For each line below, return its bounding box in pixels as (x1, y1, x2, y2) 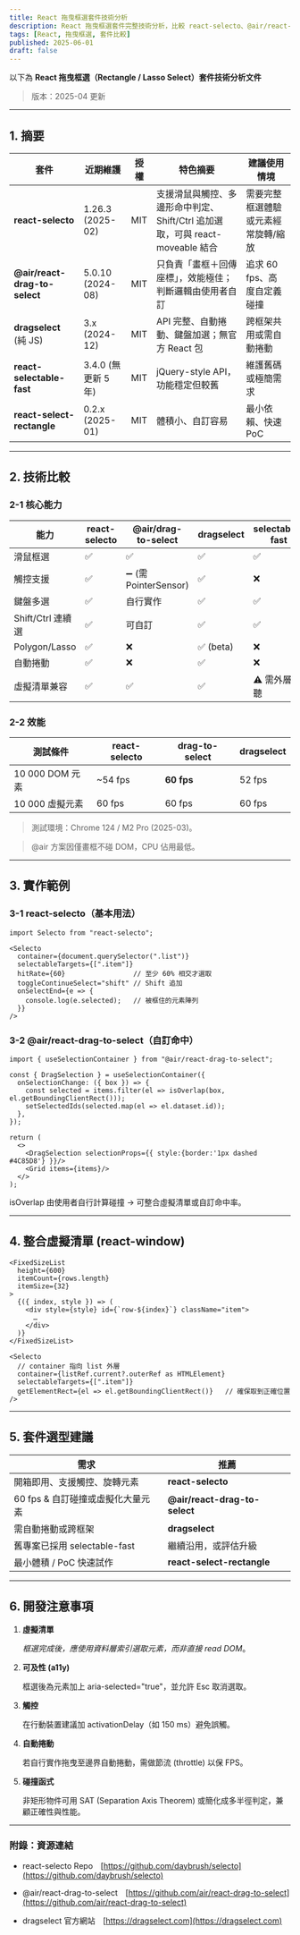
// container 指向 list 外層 (17, 1362, 121, 1371)
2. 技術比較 (9, 470, 71, 485)
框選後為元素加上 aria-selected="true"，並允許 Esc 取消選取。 (21, 1681, 252, 1692)
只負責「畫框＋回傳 (155, 258, 237, 270)
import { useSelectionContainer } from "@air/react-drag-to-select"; (9, 1055, 274, 1064)
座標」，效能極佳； (155, 271, 233, 284)
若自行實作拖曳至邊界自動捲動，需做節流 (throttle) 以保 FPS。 (21, 1757, 248, 1768)
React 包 (167, 342, 204, 354)
